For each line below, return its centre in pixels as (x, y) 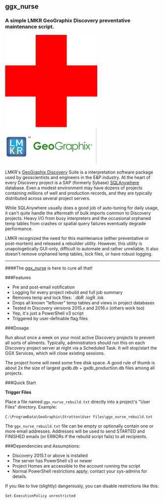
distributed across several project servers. (48, 198)
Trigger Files (18, 392)
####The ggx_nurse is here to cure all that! (49, 268)
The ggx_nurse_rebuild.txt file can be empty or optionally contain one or (79, 426)
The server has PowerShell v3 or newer (52, 461)
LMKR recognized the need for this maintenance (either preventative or (77, 238)
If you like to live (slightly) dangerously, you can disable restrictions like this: (82, 486)
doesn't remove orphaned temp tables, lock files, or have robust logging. (79, 254)
